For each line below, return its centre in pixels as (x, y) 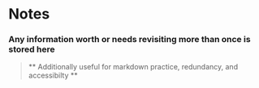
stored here (32, 49)
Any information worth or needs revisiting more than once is (129, 40)
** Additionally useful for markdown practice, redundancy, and (133, 67)
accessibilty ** (53, 75)
